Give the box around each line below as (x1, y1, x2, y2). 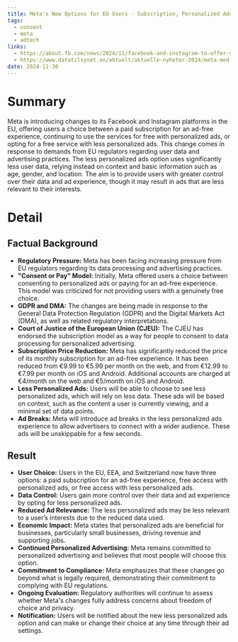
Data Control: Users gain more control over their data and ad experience (17, 491, 230, 500)
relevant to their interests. (7, 185, 83, 193)
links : (7, 43, 27, 50)
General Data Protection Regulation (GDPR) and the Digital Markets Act (17, 309, 225, 317)
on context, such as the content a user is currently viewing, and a (17, 399, 209, 408)
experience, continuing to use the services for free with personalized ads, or (7, 132, 231, 140)
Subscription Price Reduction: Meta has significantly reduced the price (17, 346, 228, 355)
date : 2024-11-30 (7, 63, 59, 70)
